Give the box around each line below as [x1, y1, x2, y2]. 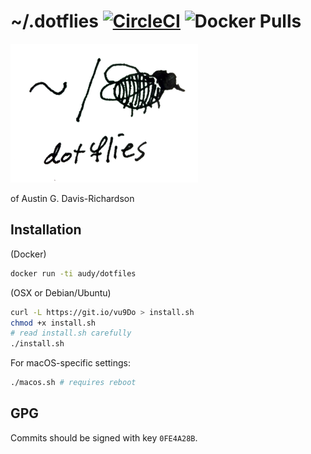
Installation [10, 221, 82, 239]
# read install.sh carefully [10, 328, 132, 339]
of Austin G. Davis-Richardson [10, 192, 135, 204]
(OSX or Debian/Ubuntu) [10, 286, 112, 299]
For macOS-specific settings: [10, 357, 131, 369]
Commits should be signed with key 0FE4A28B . [10, 431, 198, 444]
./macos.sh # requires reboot [10, 378, 137, 388]
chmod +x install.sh [10, 318, 97, 328]
